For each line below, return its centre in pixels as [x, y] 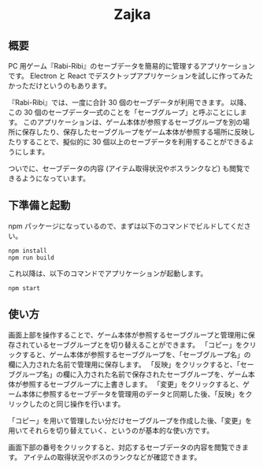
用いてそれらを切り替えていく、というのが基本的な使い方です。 [111, 430]
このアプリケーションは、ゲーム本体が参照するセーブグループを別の [133, 122]
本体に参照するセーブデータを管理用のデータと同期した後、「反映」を [133, 394]
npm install [28, 251]
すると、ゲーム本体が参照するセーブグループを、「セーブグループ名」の [136, 354]
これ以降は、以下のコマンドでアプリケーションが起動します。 [108, 273]
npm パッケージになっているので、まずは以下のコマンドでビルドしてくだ [126, 225]
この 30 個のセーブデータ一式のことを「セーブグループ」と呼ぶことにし [124, 112]
